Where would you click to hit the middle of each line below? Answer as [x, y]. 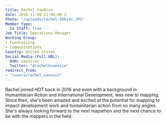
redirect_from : [21, 71]
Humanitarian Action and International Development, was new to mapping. [82, 95]
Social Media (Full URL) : [32, 56]
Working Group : [21, 38]
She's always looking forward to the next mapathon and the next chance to [83, 110]
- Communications [23, 47]
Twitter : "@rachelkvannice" [39, 66]
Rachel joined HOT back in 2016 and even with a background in [71, 89]
